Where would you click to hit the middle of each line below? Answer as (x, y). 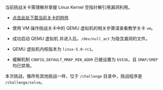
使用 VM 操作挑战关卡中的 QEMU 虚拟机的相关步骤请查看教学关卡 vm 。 (84, 28)
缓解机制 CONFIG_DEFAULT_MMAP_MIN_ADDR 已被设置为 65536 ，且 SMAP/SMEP (85, 60)
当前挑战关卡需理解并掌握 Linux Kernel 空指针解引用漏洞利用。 (69, 7)
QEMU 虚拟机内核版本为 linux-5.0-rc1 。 (54, 49)
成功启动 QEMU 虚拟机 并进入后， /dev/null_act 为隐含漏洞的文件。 (81, 39)
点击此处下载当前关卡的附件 (41, 18)
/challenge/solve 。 (25, 82)
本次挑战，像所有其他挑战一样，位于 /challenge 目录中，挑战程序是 (74, 76)
